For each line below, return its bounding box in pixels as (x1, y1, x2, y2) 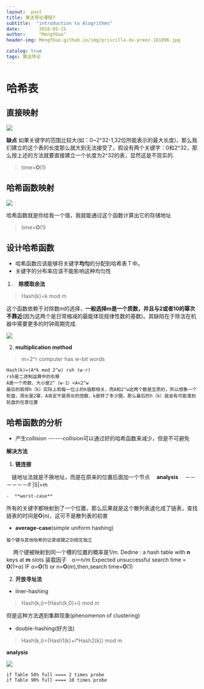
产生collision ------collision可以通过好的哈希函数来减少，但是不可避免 (15, 435, 190, 442)
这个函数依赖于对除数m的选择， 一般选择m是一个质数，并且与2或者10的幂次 (6, 305, 195, 313)
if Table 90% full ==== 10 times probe (6, 677, 107, 684)
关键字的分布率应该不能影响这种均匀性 (15, 268, 111, 275)
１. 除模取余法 (6, 280, 46, 288)
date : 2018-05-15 (6, 25, 67, 32)
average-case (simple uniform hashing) (15, 524, 114, 532)
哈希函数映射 (6, 183, 55, 193)
